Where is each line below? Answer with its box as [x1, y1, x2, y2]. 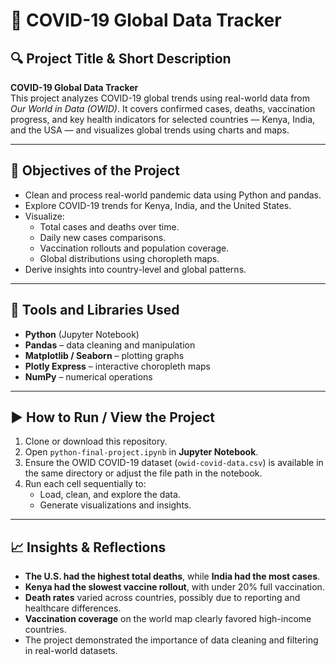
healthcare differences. [24, 602, 122, 614]
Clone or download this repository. [24, 435, 168, 448]
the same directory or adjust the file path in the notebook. [24, 467, 263, 479]
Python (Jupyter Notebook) [24, 328, 140, 340]
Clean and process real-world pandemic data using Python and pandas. [24, 189, 322, 201]
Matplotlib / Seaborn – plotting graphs [24, 349, 185, 361]
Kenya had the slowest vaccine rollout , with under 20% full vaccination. [24, 581, 325, 593]
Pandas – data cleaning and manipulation [24, 339, 196, 351]
